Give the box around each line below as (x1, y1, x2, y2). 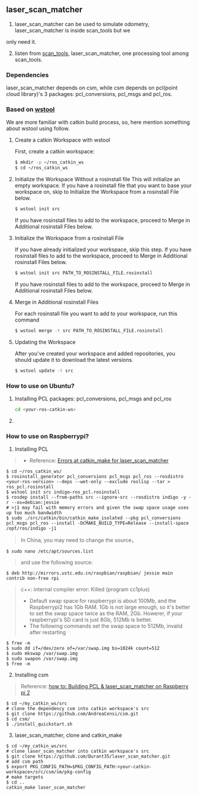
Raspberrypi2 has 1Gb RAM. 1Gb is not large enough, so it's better (29, 604, 190, 611)
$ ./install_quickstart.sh (6, 721, 73, 727)
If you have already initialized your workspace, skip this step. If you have (14, 246, 192, 253)
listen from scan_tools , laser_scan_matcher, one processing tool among (14, 50, 189, 57)
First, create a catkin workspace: (14, 148, 95, 155)
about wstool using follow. (6, 125, 70, 132)
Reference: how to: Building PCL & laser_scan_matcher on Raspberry (20, 683, 189, 690)
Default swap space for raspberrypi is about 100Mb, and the (29, 598, 176, 605)
